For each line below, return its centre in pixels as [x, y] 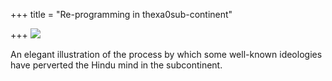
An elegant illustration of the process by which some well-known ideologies [166, 54]
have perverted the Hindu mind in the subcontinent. [116, 65]
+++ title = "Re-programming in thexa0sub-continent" [121, 14]
